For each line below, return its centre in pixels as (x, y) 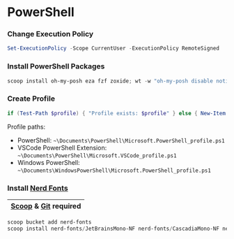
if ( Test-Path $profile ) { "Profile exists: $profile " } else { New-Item (117, 113)
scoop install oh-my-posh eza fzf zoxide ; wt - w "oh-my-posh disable (110, 81)
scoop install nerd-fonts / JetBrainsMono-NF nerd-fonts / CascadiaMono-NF (113, 229)
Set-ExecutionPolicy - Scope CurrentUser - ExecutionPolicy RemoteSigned (113, 49)
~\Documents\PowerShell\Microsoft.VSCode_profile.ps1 (97, 155)
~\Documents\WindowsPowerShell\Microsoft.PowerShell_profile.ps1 (114, 171)
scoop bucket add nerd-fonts (49, 222)
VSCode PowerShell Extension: (62, 147)
